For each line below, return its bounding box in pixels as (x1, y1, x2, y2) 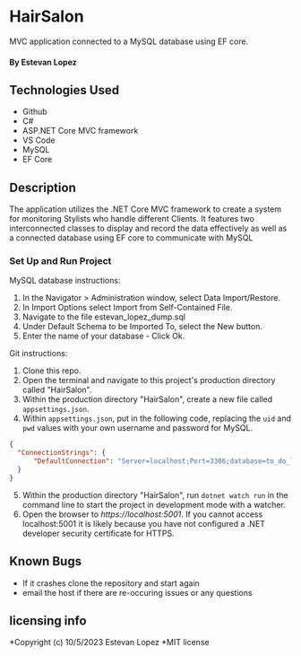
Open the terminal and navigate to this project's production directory (21, 375, 276, 386)
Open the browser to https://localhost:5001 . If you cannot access (21, 509, 263, 520)
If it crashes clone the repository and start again (21, 577, 200, 589)
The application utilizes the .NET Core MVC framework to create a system (9, 204, 282, 214)
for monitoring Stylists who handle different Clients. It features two (9, 214, 255, 224)
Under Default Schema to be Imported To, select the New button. (21, 321, 262, 332)
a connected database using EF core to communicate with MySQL (9, 232, 254, 243)
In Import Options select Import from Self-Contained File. (21, 302, 233, 313)
